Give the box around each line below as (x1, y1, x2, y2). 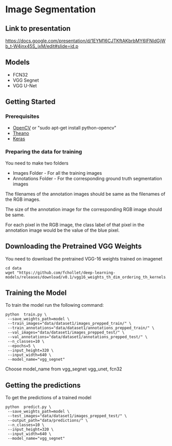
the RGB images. (5, 196, 41, 202)
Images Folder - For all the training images (12, 170, 102, 176)
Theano (12, 130, 29, 136)
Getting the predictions (5, 381, 81, 389)
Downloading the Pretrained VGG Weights (5, 242, 142, 251)
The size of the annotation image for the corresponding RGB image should (5, 206, 162, 212)
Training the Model (5, 289, 67, 297)
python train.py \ (5, 312, 47, 317)
